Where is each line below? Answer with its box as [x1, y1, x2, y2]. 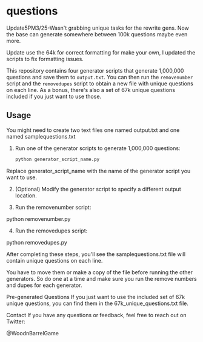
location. [15, 192, 38, 199]
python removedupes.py [6, 238, 68, 246]
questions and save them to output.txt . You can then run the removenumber [6, 73, 193, 81]
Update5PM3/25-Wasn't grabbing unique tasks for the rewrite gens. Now [6, 24, 189, 31]
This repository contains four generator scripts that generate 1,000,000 [6, 67, 184, 74]
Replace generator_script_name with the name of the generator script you [6, 167, 191, 174]
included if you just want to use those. [6, 93, 102, 100]
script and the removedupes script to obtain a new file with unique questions [6, 80, 194, 87]
